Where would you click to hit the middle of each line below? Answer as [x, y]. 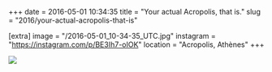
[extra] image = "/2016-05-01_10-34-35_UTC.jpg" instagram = [112, 36]
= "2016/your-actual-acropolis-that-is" [73, 20]
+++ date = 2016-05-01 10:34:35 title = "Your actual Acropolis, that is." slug [135, 12]
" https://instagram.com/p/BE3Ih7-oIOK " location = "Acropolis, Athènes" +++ [136, 44]
